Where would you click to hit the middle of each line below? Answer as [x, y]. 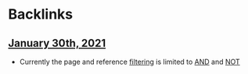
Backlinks [41, 14]
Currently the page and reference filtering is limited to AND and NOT [129, 62]
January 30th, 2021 [57, 43]
